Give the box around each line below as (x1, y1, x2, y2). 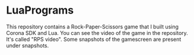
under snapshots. (6, 42, 49, 49)
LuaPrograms (6, 4, 74, 17)
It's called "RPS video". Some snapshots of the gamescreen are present (6, 35, 182, 43)
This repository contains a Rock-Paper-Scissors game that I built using (6, 23, 179, 30)
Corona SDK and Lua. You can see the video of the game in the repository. (6, 29, 188, 36)
